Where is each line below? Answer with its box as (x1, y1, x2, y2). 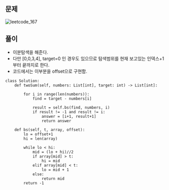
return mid (41, 176, 65, 181)
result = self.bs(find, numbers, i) (32, 105, 110, 110)
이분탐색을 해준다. (12, 49, 48, 55)
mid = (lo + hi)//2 (32, 149, 74, 154)
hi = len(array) (23, 136, 58, 141)
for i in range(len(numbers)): (23, 91, 90, 97)
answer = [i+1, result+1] (41, 114, 96, 119)
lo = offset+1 (23, 132, 53, 137)
